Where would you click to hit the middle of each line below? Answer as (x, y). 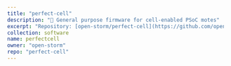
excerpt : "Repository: (40, 26)
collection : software (38, 33)
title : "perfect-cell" (40, 13)
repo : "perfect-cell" (38, 52)
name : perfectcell (33, 39)
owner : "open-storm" (37, 45)
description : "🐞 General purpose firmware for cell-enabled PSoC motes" (113, 20)
